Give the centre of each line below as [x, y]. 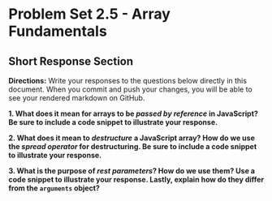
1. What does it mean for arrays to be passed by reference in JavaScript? [133, 113]
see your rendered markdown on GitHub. [77, 98]
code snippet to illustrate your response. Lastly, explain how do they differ [136, 180]
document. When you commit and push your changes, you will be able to [131, 89]
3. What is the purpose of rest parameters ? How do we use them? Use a [132, 171]
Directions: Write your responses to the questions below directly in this [128, 81]
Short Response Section [71, 61]
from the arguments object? [54, 188]
